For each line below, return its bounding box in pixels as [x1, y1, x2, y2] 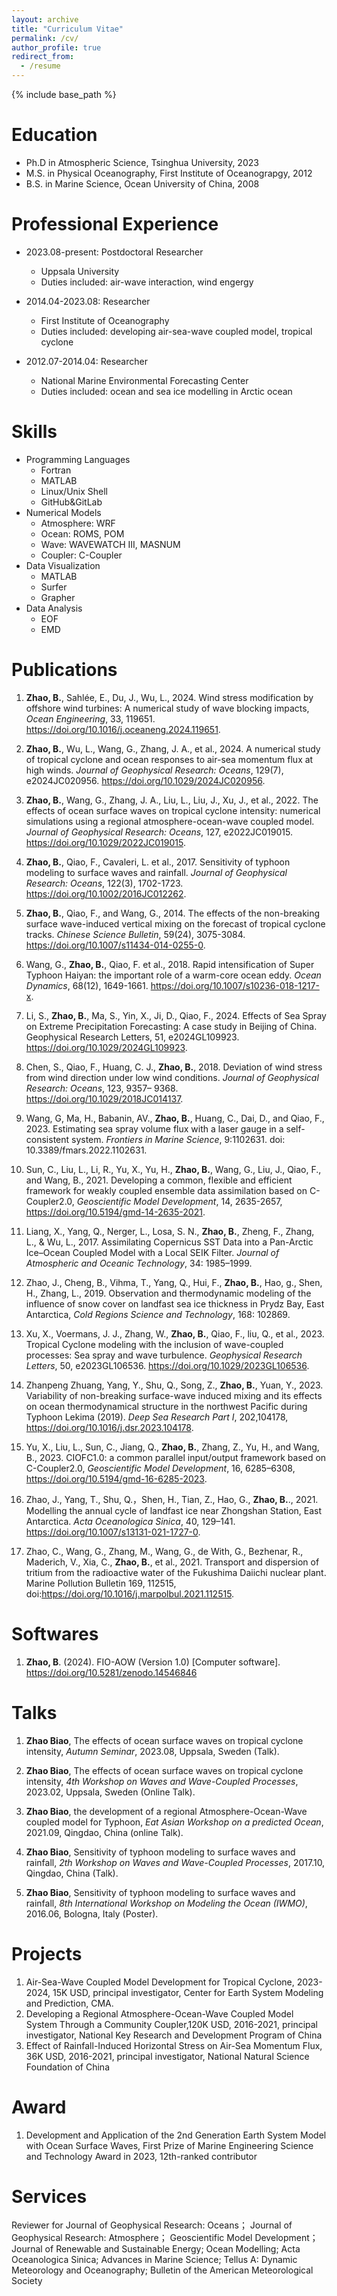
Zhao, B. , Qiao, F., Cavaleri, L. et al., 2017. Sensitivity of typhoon [25, 856, 291, 868]
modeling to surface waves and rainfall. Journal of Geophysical [25, 866, 288, 878]
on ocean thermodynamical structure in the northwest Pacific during [25, 1400, 308, 1412]
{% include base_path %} [11, 89, 117, 100]
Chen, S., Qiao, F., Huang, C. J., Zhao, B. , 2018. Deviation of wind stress [25, 1061, 323, 1073]
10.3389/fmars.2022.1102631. [25, 1144, 148, 1156]
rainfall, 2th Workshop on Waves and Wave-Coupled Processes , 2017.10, [25, 1856, 326, 1868]
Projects [11, 1942, 83, 1965]
